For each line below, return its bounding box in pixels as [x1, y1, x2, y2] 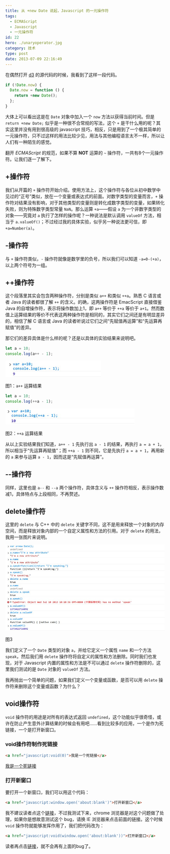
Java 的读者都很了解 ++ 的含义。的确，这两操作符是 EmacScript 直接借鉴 [11, 299, 162, 305]
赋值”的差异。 [5, 324, 34, 331]
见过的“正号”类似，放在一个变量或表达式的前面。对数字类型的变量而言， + [5, 193, 158, 199]
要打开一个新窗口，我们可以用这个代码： [5, 790, 90, 796]
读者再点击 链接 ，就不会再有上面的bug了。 [5, 843, 94, 849]
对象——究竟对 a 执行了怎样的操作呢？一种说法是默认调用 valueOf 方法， [5, 212, 157, 218]
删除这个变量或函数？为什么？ [18, 683, 81, 689]
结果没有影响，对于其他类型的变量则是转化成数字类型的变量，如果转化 [18, 200, 165, 206]
